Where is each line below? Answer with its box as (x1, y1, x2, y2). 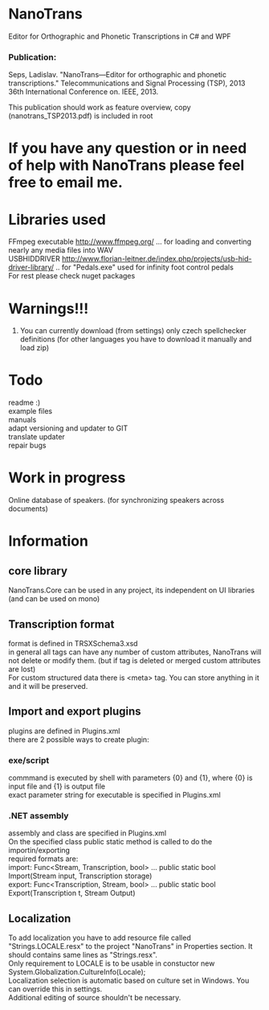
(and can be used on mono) (8, 594, 100, 604)
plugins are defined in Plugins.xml (8, 726, 120, 736)
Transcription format (8, 617, 115, 631)
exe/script (8, 754, 50, 765)
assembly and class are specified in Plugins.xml (8, 828, 167, 838)
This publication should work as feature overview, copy (8, 102, 191, 113)
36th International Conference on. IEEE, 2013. (8, 87, 159, 97)
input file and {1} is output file (8, 781, 106, 791)
